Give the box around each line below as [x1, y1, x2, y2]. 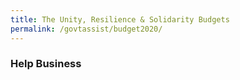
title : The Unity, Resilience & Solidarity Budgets [10, 14, 230, 25]
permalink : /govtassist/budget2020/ [10, 24, 163, 34]
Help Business [10, 57, 82, 71]
